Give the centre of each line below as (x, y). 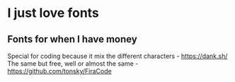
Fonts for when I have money (73, 39)
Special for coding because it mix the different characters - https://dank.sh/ (117, 56)
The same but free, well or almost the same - (73, 64)
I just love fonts (53, 13)
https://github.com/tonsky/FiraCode (59, 71)
